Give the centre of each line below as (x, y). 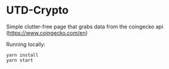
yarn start (20, 60)
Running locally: (26, 44)
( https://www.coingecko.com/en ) (47, 32)
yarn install (22, 55)
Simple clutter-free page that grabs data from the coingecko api (85, 27)
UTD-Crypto (37, 10)
